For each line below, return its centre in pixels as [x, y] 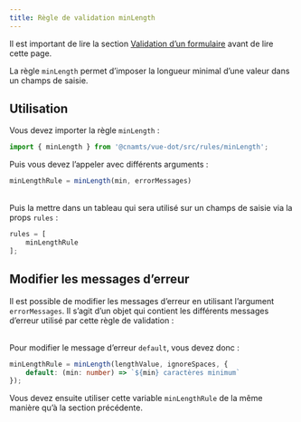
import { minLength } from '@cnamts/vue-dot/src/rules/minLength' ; [139, 147]
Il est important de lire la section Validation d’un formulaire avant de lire [141, 43]
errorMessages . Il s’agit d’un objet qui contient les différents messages [139, 311]
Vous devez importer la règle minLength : [85, 130]
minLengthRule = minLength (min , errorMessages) [101, 181]
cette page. [31, 53]
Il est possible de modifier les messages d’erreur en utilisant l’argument [142, 301]
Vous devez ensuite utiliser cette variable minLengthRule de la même [136, 398]
